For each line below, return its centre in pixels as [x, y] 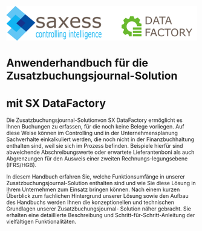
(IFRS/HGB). [21, 165]
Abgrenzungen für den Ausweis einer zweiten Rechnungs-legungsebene [97, 158]
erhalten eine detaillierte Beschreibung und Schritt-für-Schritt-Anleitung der [101, 215]
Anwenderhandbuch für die [77, 63]
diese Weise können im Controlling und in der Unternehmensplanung [92, 133]
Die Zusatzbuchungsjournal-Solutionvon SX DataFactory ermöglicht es [94, 120]
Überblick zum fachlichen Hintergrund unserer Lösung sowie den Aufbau [97, 195]
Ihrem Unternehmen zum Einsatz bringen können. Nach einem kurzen [93, 189]
